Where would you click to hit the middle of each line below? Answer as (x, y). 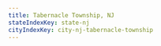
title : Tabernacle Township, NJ (61, 15)
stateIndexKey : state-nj (49, 23)
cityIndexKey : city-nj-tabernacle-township (81, 30)
